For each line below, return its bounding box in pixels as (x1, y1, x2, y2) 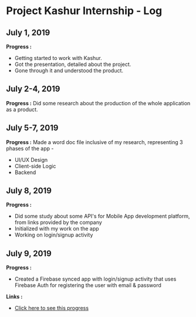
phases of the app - (6, 145, 54, 152)
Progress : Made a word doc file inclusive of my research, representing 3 (6, 138, 183, 145)
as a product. (6, 106, 38, 113)
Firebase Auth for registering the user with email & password (14, 282, 161, 289)
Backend (14, 169, 36, 176)
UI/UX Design (14, 156, 48, 163)
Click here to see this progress (14, 305, 89, 312)
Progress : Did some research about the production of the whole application (6, 99, 191, 106)
